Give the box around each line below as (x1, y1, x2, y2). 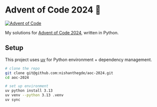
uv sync (5, 97, 21, 102)
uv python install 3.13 (5, 88, 53, 93)
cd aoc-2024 (5, 75, 29, 80)
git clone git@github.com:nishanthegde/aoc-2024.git (5, 70, 114, 76)
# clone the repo (5, 66, 40, 71)
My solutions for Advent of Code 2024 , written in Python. (5, 30, 119, 35)
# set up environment (5, 84, 49, 89)
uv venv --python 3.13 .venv (5, 93, 64, 98)
